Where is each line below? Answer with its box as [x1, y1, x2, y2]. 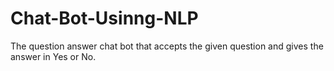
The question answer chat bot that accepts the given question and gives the [10, 40, 324, 52]
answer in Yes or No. [10, 50, 97, 62]
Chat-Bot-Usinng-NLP [10, 7, 199, 30]
